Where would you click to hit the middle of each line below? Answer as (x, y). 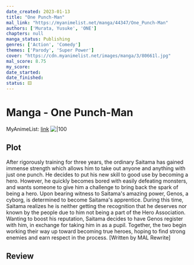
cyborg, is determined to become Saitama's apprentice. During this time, (95, 200)
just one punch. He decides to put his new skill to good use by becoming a (97, 174)
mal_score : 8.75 (26, 61)
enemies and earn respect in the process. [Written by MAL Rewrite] (88, 237)
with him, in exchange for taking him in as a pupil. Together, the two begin (96, 225)
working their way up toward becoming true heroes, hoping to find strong (96, 231)
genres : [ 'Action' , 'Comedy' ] (44, 45)
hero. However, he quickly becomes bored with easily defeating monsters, (97, 181)
